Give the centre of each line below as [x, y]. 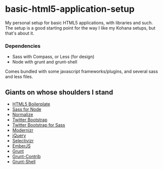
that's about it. [20, 33]
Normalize [23, 115]
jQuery [19, 135]
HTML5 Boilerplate [31, 104]
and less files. [19, 77]
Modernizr [23, 130]
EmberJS [21, 146]
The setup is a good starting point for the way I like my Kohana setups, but [80, 28]
